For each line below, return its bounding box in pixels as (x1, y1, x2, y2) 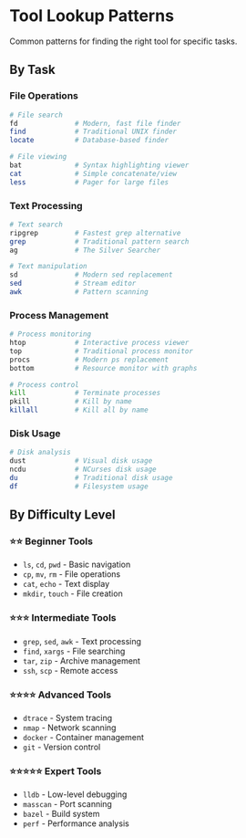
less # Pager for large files (9, 177, 169, 187)
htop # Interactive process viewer (9, 339, 190, 348)
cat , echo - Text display (22, 579, 110, 590)
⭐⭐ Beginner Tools (9, 535, 94, 548)
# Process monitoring (9, 330, 92, 339)
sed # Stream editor (9, 279, 137, 288)
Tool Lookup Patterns (9, 5, 175, 26)
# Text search (9, 220, 64, 229)
